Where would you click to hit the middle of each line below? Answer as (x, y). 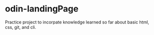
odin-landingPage (42, 9)
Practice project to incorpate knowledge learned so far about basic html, (77, 22)
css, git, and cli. (21, 27)
